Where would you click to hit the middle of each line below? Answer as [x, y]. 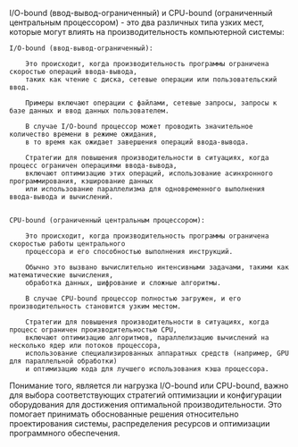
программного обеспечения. [65, 433]
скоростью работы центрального [67, 244]
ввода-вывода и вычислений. [62, 197]
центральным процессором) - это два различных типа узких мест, [137, 22]
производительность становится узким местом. [95, 307]
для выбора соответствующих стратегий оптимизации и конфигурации [146, 395]
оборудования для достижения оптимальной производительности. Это [146, 405]
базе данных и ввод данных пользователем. [89, 111]
